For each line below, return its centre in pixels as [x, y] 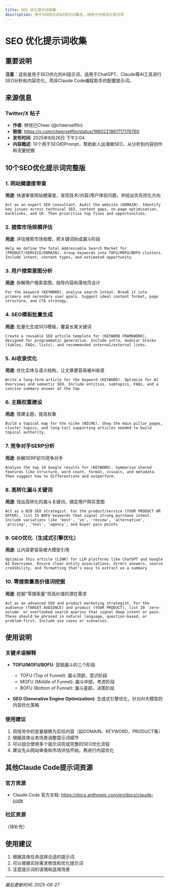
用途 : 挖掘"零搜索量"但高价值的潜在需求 [46, 593]
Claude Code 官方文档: [36, 795]
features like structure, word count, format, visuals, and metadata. [81, 472]
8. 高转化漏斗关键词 [29, 490]
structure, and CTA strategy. [37, 301]
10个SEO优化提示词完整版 [45, 168]
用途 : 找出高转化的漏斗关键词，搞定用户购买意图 [55, 501]
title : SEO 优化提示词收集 [31, 10]
